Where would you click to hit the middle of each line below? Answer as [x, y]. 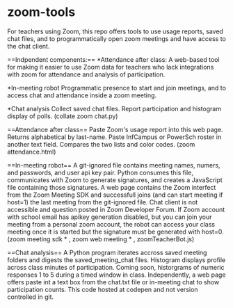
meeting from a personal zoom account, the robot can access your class [111, 224]
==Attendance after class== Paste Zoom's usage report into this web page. [115, 129]
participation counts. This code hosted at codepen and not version [103, 289]
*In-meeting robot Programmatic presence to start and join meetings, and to [116, 88]
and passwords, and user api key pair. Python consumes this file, [100, 172]
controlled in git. [31, 297]
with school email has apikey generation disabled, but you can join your [110, 217]
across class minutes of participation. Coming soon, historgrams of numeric [116, 267]
